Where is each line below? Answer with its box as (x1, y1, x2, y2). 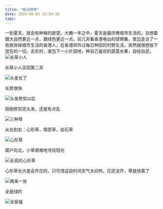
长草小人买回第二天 (5, 65, 44, 70)
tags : (5, 16, 16, 21)
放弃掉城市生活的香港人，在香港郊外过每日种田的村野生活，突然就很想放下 (9, 42, 158, 48)
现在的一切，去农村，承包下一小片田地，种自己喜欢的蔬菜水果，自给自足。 (5, 48, 154, 54)
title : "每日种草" (5, 7, 40, 12)
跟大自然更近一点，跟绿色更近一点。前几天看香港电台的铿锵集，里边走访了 (5, 36, 154, 42)
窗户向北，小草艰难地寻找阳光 (5, 147, 65, 153)
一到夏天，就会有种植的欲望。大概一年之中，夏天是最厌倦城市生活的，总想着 (5, 30, 158, 36)
